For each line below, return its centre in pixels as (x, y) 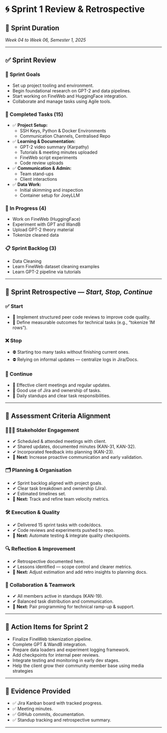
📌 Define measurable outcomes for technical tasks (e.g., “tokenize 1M (83, 323)
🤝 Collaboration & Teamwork (40, 585)
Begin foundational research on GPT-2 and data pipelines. (72, 90)
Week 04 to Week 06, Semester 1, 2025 (45, 40)
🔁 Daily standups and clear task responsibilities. (61, 395)
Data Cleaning (27, 261)
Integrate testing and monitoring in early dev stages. (66, 660)
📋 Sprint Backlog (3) (31, 248)
